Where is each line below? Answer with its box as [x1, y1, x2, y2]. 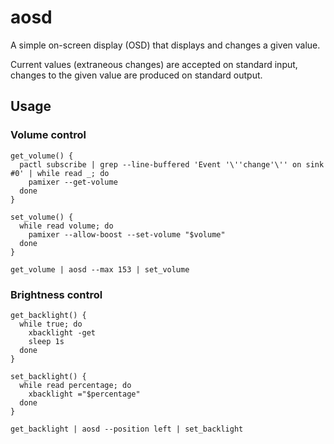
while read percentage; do [19, 380, 132, 390]
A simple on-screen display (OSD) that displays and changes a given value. [10, 39, 321, 51]
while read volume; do [19, 221, 114, 231]
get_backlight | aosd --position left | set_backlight [10, 424, 244, 434]
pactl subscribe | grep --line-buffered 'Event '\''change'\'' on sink [19, 159, 325, 170]
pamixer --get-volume [28, 177, 118, 187]
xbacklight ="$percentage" [28, 389, 141, 399]
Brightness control [10, 287, 103, 301]
